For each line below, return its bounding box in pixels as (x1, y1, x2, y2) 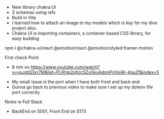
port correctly (11, 89, 40, 95)
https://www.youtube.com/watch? (31, 64, 100, 70)
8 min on (11, 64, 30, 70)
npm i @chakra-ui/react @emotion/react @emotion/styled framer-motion (4, 45, 153, 51)
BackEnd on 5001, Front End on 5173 (11, 108, 87, 114)
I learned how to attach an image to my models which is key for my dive (11, 20, 158, 26)
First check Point (4, 55, 39, 60)
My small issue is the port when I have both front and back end (11, 79, 140, 85)
